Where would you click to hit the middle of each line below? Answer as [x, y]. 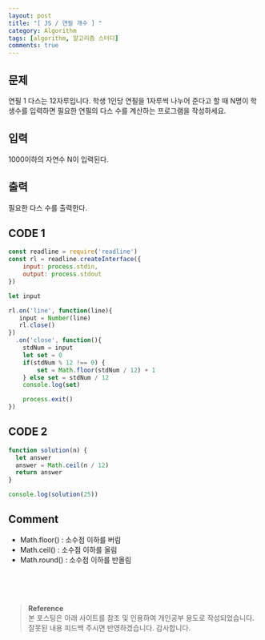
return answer [39, 473]
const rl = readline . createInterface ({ [75, 260]
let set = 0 [42, 355]
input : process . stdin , [60, 267]
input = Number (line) [55, 318]
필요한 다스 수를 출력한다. [48, 207]
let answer [34, 457]
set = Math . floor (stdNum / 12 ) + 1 [96, 370]
